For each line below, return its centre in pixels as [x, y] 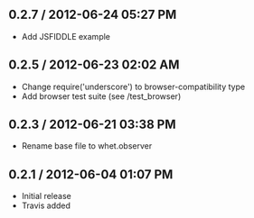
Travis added [46, 205]
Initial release [46, 196]
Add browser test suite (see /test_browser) [101, 96]
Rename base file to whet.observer [87, 146]
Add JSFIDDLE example [66, 36]
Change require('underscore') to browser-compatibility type [133, 86]
